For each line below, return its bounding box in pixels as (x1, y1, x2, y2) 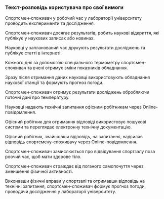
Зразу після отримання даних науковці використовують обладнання (5, 75, 150, 80)
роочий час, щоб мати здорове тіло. (5, 154, 82, 159)
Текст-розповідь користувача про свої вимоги (5, 4, 123, 11)
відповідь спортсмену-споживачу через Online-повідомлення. (5, 139, 138, 145)
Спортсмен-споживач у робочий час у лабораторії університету (5, 15, 142, 21)
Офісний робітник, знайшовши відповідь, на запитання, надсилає (5, 134, 143, 140)
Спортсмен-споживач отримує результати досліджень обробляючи (5, 89, 150, 95)
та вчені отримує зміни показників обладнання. (27, 65, 128, 71)
